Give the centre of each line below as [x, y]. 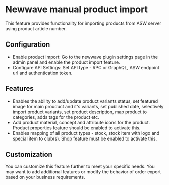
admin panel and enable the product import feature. [66, 62]
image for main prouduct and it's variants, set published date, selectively [88, 106]
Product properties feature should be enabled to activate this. [76, 128]
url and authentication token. [42, 73]
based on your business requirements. [45, 177]
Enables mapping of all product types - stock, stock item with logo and [86, 133]
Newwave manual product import [76, 9]
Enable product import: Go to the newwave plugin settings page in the [85, 57]
